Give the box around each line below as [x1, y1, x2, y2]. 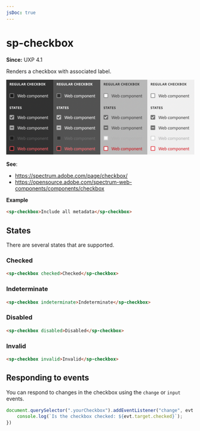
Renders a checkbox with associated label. [6, 68, 112, 75]
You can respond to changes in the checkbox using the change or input [6, 388, 181, 396]
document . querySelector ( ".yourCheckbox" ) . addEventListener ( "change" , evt [6, 407, 194, 413]
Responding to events [6, 373, 90, 383]
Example [6, 196, 29, 204]
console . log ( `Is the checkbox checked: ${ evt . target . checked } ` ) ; [17, 414, 183, 420]
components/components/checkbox [14, 185, 104, 192]
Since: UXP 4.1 [6, 56, 43, 63]
